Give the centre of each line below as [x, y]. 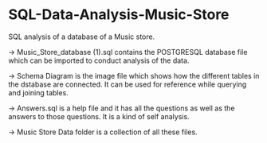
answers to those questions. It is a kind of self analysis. [99, 116]
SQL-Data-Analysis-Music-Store [119, 15]
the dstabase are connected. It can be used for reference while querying [128, 84]
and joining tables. [39, 92]
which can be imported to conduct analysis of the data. [99, 60]
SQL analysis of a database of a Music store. [82, 37]
